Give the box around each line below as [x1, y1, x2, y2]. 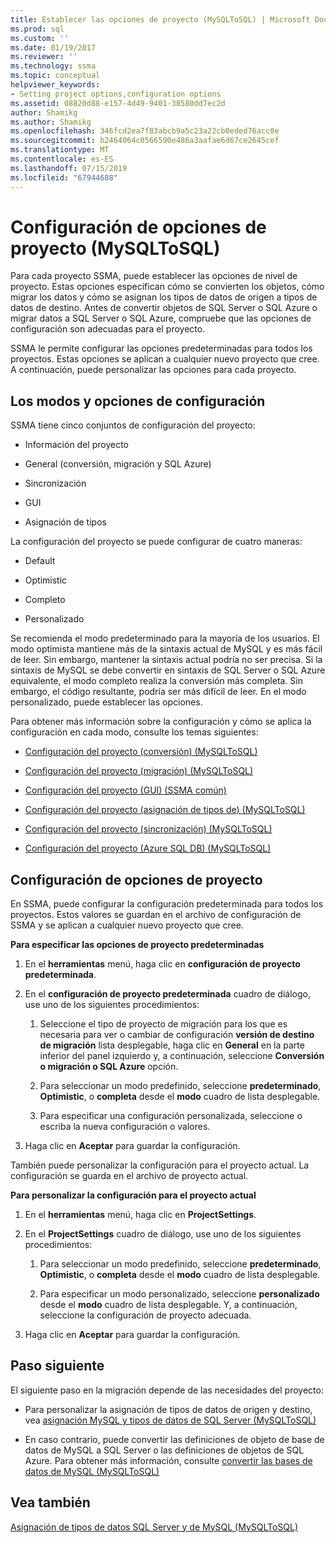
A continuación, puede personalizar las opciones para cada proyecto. [10, 364, 297, 376]
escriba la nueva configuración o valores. [39, 1121, 211, 1133]
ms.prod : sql [10, 24, 65, 34]
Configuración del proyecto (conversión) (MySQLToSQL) [24, 746, 258, 758]
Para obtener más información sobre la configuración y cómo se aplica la [10, 716, 312, 728]
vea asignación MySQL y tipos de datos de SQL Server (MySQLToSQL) [24, 1414, 317, 1426]
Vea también [10, 1494, 91, 1511]
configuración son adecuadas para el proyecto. [10, 323, 206, 335]
